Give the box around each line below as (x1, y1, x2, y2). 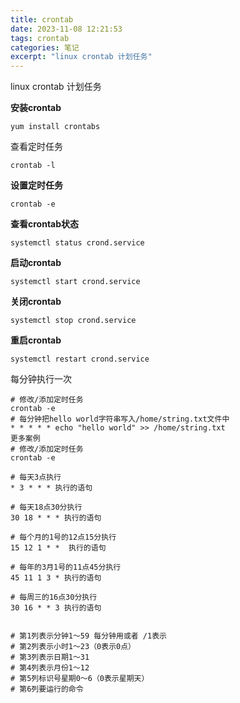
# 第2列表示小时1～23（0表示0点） (10, 642, 136, 652)
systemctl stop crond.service (10, 316, 137, 326)
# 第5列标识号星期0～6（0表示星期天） (10, 674, 150, 684)
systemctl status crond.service (10, 238, 145, 248)
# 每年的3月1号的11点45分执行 (10, 562, 122, 573)
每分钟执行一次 (10, 373, 72, 385)
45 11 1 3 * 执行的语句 (10, 573, 102, 583)
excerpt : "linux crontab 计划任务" (10, 52, 153, 62)
